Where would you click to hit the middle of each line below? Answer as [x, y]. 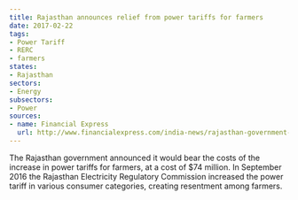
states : [24, 67]
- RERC [21, 50]
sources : [25, 116]
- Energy [25, 91]
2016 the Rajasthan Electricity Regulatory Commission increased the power [146, 176]
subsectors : [31, 100]
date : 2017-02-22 [41, 26]
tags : [19, 34]
